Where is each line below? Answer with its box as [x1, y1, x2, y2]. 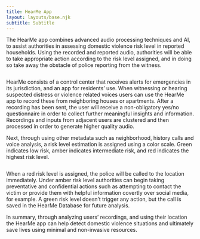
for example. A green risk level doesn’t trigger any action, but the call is [6, 195, 181, 203]
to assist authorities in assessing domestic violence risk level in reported [6, 42, 184, 50]
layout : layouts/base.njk [6, 14, 70, 20]
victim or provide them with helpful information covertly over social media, [6, 189, 189, 197]
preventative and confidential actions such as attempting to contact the [6, 183, 181, 190]
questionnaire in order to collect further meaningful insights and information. [6, 110, 195, 117]
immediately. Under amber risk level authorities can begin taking [6, 177, 165, 184]
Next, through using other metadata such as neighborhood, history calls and [6, 134, 194, 142]
